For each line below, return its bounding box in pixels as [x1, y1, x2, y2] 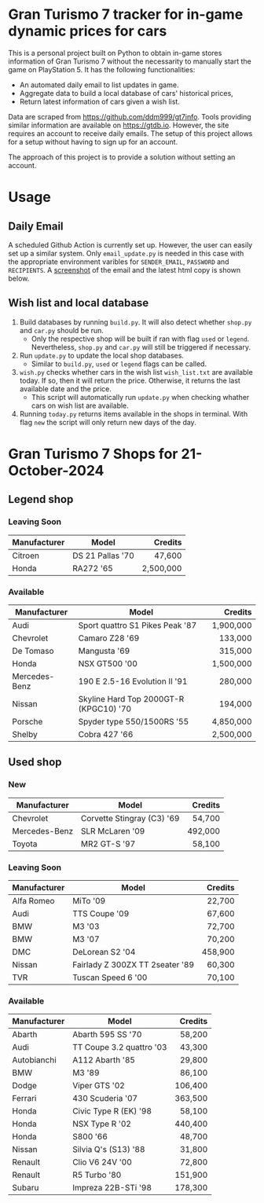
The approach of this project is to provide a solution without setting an [8, 152, 236, 162]
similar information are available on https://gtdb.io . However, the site [8, 120, 229, 130]
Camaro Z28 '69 [78, 633, 140, 644]
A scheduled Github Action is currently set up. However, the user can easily [8, 240, 253, 249]
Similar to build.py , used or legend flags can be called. [31, 359, 207, 369]
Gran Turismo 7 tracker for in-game [8, 6, 244, 24]
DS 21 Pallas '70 [71, 550, 135, 561]
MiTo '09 [71, 895, 106, 906]
